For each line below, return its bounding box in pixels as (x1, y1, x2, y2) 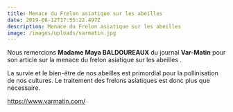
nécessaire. (7, 84, 40, 92)
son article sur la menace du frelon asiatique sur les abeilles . (7, 56, 182, 64)
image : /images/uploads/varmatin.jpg (7, 29, 116, 37)
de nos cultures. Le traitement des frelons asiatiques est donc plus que (7, 77, 210, 85)
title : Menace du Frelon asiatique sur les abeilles (7, 10, 163, 17)
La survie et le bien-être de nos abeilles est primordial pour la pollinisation (7, 69, 218, 77)
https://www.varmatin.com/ (7, 97, 86, 106)
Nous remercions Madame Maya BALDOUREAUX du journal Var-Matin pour (7, 48, 226, 57)
